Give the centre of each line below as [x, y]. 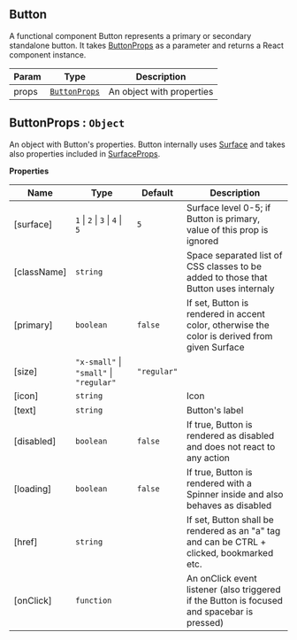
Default [157, 192]
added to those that [227, 277]
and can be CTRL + [226, 542]
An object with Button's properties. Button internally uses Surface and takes [147, 144]
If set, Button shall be [230, 520]
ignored [202, 241]
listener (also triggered [233, 590]
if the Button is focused [234, 600]
